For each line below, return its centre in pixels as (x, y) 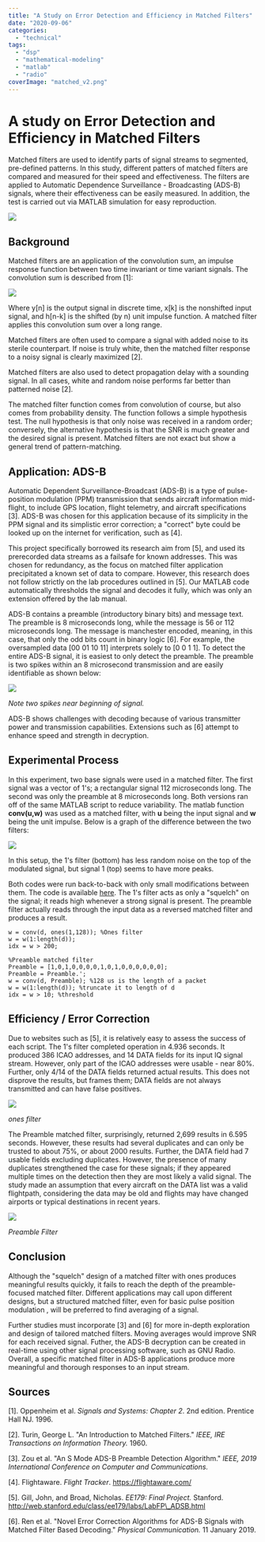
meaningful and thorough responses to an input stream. (99, 1367)
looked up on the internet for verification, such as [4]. (95, 533)
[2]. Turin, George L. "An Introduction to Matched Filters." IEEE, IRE (117, 1435)
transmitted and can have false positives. (75, 1089)
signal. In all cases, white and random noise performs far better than (119, 381)
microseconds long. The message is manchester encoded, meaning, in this (131, 631)
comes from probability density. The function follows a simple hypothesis (128, 413)
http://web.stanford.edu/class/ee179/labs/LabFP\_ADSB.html (107, 1506)
